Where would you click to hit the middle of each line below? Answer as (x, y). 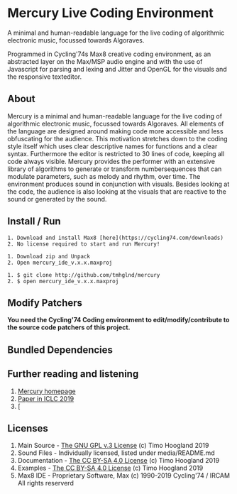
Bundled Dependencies (60, 350)
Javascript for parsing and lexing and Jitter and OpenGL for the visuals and (117, 69)
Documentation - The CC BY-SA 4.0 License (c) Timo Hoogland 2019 (118, 461)
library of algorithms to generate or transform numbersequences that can (115, 169)
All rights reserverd (46, 483)
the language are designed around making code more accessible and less (115, 131)
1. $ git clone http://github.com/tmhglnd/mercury (84, 275)
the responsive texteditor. (45, 77)
